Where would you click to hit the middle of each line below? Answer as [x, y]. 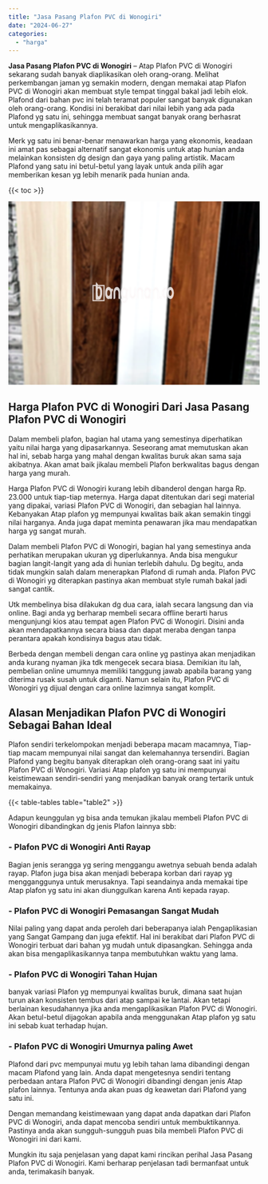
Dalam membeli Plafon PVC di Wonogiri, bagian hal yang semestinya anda [130, 546]
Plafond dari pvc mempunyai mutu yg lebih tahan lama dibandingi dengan [129, 1064]
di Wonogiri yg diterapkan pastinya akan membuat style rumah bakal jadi [128, 580]
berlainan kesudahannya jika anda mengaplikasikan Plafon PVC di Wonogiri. [133, 1009]
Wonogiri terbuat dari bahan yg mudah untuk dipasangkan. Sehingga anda [130, 945]
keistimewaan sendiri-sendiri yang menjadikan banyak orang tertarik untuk [131, 779]
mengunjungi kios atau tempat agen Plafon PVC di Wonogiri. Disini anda [126, 621]
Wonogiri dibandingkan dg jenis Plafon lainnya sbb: [93, 827]
